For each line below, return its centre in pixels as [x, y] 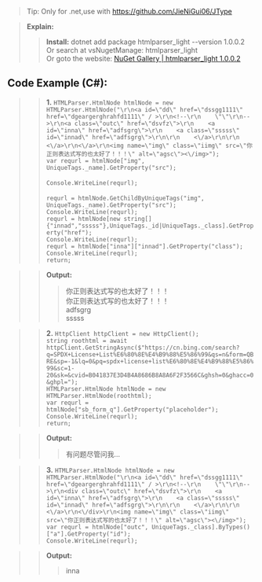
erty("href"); [69, 232]
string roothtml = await [87, 341]
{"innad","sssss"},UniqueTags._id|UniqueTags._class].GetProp [150, 226]
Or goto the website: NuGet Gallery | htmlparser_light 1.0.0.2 [143, 59]
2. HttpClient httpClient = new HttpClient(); [122, 333]
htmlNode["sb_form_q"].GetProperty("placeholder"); [132, 409]
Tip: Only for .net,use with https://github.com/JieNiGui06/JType [129, 11]
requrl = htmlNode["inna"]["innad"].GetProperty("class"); [145, 246]
